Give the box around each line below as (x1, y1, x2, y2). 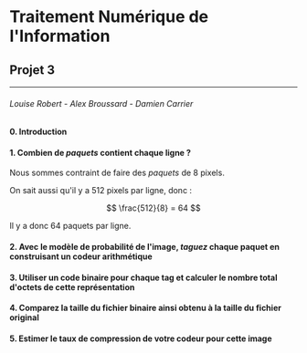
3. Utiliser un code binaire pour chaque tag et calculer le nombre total (9, 272, 278, 283)
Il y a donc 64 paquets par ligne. (9, 221, 132, 232)
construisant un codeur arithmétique (9, 251, 153, 262)
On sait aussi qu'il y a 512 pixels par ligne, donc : (9, 185, 193, 196)
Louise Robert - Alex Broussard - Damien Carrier (9, 98, 194, 109)
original (9, 312, 39, 323)
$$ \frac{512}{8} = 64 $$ (106, 202, 201, 213)
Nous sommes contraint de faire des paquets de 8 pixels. (9, 167, 226, 179)
